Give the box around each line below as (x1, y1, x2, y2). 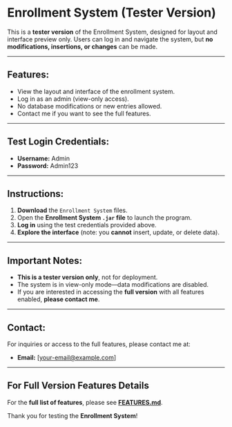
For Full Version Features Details (7, 380, 150, 392)
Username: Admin (17, 154, 70, 162)
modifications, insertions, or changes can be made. (7, 42, 158, 50)
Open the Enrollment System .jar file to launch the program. (17, 213, 192, 222)
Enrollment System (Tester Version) (7, 5, 216, 21)
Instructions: (7, 188, 64, 200)
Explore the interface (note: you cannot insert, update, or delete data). (17, 228, 220, 236)
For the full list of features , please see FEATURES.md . (7, 398, 164, 406)
